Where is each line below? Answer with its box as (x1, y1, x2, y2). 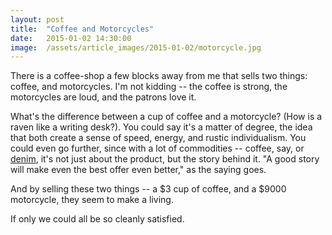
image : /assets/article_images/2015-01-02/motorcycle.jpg (10, 42, 262, 53)
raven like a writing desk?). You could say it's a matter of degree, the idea (10, 121, 313, 133)
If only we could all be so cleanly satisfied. (10, 213, 185, 225)
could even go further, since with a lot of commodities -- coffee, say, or (10, 142, 305, 155)
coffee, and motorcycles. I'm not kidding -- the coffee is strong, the (10, 81, 288, 93)
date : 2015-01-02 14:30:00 (10, 33, 132, 43)
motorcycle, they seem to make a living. (10, 194, 174, 206)
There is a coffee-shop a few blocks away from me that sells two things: (10, 70, 308, 82)
